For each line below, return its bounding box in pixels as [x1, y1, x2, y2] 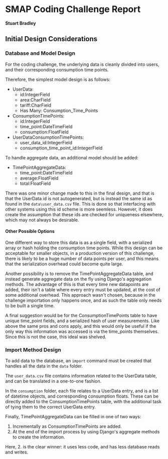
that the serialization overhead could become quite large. [5, 260, 123, 267]
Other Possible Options [5, 228, 55, 234]
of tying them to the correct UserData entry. [5, 404, 96, 410]
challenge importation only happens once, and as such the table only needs [5, 297, 162, 303]
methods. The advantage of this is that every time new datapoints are [5, 281, 149, 287]
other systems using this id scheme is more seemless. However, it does [5, 206, 153, 212]
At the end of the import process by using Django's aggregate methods [12, 429, 160, 435]
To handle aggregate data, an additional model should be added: [5, 154, 139, 160]
